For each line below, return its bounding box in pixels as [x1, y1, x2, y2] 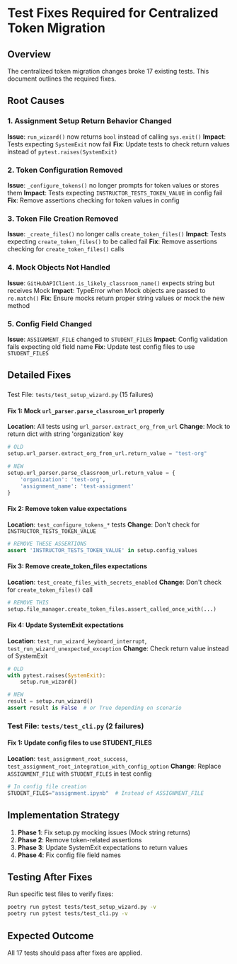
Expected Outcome [7, 929, 94, 942]
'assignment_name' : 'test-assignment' [20, 483, 134, 490]
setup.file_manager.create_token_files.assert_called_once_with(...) [7, 605, 217, 613]
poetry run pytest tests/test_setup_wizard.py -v [7, 904, 157, 911]
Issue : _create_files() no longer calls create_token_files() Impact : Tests [7, 230, 226, 239]
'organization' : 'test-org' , [20, 476, 106, 483]
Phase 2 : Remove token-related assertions [17, 835, 143, 844]
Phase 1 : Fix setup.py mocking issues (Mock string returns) [17, 828, 191, 837]
